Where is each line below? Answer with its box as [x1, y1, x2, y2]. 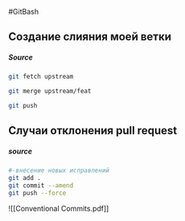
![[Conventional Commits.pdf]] [8, 203, 109, 213]
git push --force [8, 189, 67, 197]
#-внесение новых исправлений [8, 166, 110, 175]
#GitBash [8, 7, 39, 16]
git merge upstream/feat [8, 88, 92, 96]
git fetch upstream [8, 72, 74, 81]
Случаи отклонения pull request [8, 124, 178, 137]
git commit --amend [8, 182, 74, 190]
